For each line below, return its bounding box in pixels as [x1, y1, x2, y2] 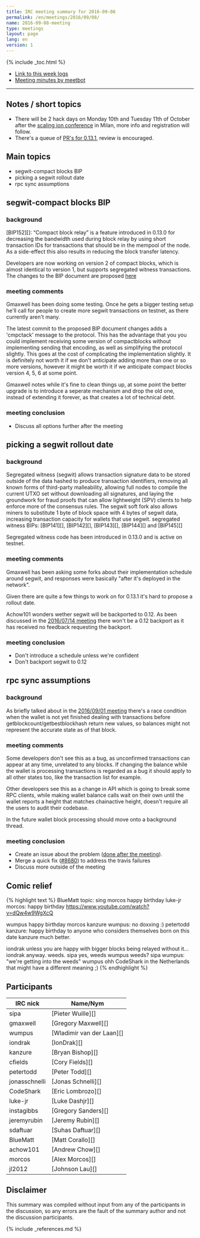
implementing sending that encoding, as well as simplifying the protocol [6, 344, 183, 351]
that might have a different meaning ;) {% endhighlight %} [6, 964, 148, 971]
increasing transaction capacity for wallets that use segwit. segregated [6, 515, 180, 523]
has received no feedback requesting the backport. [6, 623, 132, 631]
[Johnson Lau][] [51, 1164, 97, 1173]
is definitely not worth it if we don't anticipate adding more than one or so [6, 357, 186, 364]
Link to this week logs [14, 70, 68, 77]
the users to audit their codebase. [6, 805, 89, 812]
